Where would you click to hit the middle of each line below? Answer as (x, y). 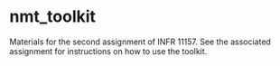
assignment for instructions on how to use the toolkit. (108, 51)
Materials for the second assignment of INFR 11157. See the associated (140, 42)
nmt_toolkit (53, 17)
